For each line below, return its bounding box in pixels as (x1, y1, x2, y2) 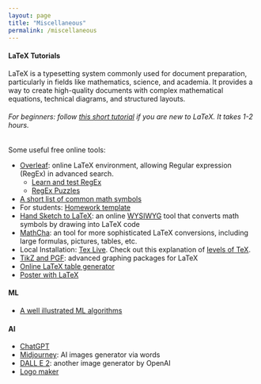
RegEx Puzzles (31, 186, 81, 195)
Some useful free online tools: (8, 144, 106, 155)
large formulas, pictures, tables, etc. (19, 236, 138, 246)
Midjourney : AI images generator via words (19, 350, 161, 359)
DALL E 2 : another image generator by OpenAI (19, 359, 172, 368)
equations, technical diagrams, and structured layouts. (8, 94, 186, 103)
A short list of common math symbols (19, 194, 142, 203)
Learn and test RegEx (31, 177, 102, 186)
